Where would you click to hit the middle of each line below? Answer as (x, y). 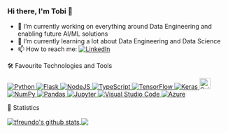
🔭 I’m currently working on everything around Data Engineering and (114, 27)
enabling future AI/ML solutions (63, 34)
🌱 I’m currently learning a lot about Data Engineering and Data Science (119, 41)
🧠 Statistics (23, 108)
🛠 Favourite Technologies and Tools (60, 66)
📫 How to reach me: (47, 49)
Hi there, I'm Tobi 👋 (40, 11)
